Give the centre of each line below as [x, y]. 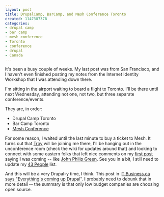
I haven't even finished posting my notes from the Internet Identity [72, 74]
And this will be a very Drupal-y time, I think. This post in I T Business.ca [78, 174]
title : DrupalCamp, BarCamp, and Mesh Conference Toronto [66, 14]
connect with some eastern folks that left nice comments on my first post [79, 154]
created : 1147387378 [26, 19]
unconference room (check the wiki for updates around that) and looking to [81, 149]
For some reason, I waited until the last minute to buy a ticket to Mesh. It [78, 138]
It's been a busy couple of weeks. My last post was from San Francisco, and [82, 69]
